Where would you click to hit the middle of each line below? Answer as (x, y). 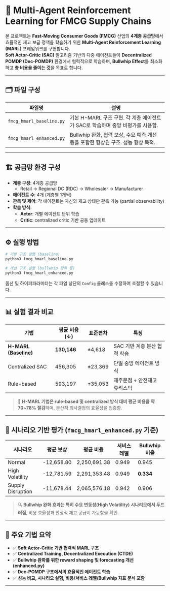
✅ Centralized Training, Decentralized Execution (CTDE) (73, 554)
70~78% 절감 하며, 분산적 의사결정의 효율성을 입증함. (70, 408)
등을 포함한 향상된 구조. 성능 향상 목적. (113, 142)
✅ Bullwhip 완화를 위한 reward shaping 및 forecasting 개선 (73, 560)
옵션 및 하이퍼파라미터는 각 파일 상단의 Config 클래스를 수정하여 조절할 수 (77, 283)
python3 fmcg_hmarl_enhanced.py (39, 273)
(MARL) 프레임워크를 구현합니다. (38, 48)
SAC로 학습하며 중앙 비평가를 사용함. (117, 125)
